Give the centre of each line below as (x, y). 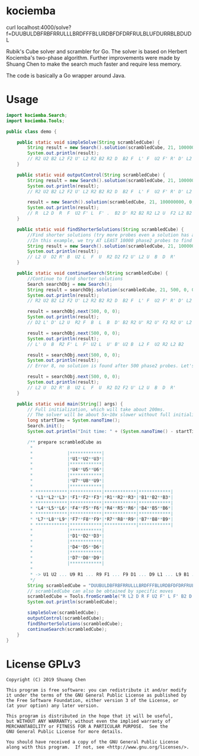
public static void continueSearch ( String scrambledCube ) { (92, 273)
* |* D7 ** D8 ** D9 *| (67, 558)
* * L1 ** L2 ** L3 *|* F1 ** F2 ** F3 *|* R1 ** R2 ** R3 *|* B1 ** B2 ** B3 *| (102, 497)
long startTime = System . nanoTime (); (74, 420)
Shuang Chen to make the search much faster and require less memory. (94, 64)
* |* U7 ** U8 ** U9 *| (67, 481)
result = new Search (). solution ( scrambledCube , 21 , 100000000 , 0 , (111, 202)
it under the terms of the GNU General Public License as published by (96, 696)
